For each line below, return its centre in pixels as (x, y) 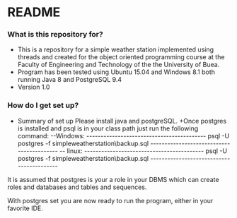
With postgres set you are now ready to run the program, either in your (110, 200)
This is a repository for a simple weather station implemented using (116, 49)
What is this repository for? (56, 35)
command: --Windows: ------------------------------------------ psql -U (123, 135)
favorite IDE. (25, 208)
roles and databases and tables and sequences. (77, 187)
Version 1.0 (34, 87)
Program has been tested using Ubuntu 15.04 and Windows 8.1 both (116, 72)
